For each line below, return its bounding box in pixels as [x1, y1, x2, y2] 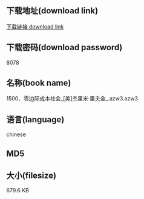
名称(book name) [6, 78, 71, 88]
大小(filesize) [6, 171, 56, 181]
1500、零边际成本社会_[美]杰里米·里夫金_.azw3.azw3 [6, 95, 138, 102]
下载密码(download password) [6, 42, 123, 53]
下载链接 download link [6, 23, 64, 30]
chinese [6, 131, 26, 138]
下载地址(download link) [6, 5, 99, 16]
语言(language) [6, 114, 65, 125]
